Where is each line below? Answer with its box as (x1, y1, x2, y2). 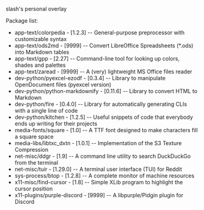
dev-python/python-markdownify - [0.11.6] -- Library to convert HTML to (14, 88, 198, 94)
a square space (14, 133, 54, 140)
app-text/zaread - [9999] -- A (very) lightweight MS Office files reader (14, 68, 193, 75)
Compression (14, 146, 49, 153)
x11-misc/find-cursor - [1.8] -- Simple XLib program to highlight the (14, 179, 183, 186)
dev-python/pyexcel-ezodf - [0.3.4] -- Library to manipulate (14, 75, 166, 81)
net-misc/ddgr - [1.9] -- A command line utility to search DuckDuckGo (14, 152, 191, 160)
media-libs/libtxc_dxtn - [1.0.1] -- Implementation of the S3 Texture (14, 140, 182, 146)
